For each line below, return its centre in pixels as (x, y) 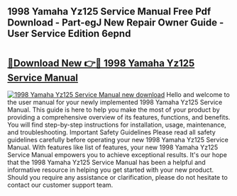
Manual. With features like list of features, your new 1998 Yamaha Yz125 (113, 147)
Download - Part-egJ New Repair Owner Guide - (116, 23)
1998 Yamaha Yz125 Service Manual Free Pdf (109, 12)
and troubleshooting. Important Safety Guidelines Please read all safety (112, 132)
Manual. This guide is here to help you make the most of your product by (114, 110)
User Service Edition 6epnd (69, 34)
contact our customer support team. (60, 185)
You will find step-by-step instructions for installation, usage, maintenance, (117, 125)
